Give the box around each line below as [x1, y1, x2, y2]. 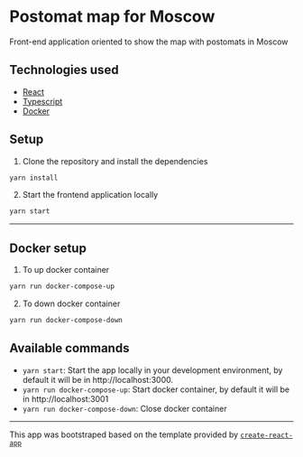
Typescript [22, 96, 63, 107]
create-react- [240, 431, 293, 440]
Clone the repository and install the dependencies [22, 155, 208, 166]
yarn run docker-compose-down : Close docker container [22, 403, 227, 414]
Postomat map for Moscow [9, 6, 216, 27]
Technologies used [9, 62, 119, 78]
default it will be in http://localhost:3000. [22, 374, 174, 385]
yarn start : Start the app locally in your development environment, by [22, 364, 283, 376]
